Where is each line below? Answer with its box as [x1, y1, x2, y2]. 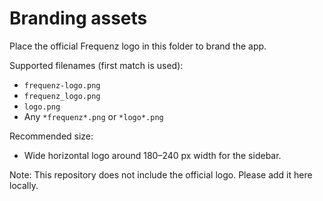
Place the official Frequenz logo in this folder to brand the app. [9, 40, 267, 52]
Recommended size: [9, 130, 94, 142]
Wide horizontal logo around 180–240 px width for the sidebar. [23, 149, 282, 161]
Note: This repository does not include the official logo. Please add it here [9, 168, 313, 181]
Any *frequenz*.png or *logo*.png [23, 110, 164, 122]
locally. [9, 179, 39, 191]
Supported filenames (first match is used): [9, 59, 184, 71]
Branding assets [9, 7, 148, 30]
